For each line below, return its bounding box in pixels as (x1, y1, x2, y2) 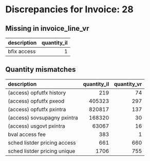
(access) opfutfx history (8, 89, 66, 96)
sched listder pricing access (8, 139, 76, 146)
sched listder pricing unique (8, 147, 76, 154)
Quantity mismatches (5, 65, 76, 74)
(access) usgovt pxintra (8, 122, 65, 129)
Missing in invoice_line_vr (5, 24, 89, 33)
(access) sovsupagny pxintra (8, 114, 78, 121)
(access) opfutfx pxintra (8, 106, 66, 113)
